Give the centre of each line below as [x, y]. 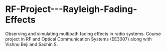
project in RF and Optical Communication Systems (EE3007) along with [78, 39]
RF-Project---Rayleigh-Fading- [71, 9]
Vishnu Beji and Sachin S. [32, 44]
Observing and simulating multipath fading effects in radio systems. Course [83, 33]
